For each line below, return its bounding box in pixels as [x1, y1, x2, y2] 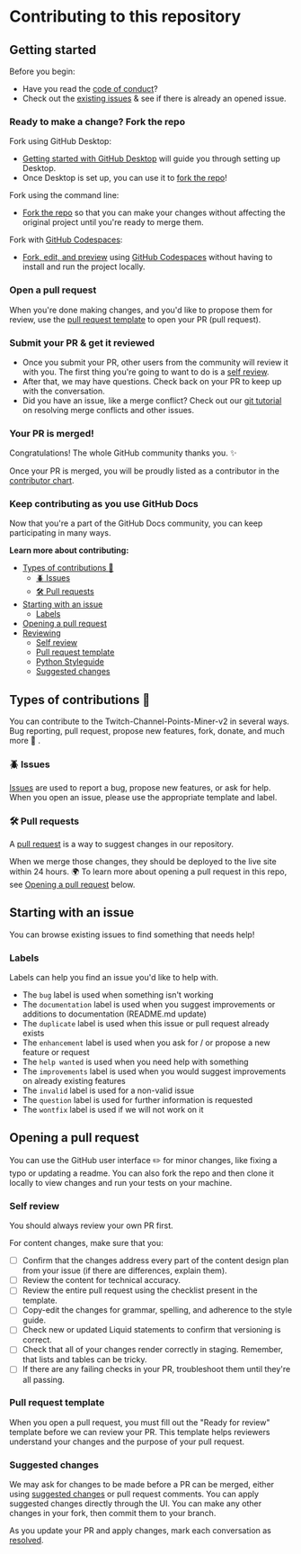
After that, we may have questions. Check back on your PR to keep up [22, 375, 282, 386]
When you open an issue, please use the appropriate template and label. [9, 791, 278, 802]
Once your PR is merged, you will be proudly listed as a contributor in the [9, 465, 280, 476]
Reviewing [22, 628, 61, 638]
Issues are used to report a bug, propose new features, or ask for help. [9, 782, 271, 793]
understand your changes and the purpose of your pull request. [9, 1436, 245, 1447]
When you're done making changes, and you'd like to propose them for [9, 304, 273, 315]
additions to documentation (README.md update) [22, 1008, 207, 1019]
